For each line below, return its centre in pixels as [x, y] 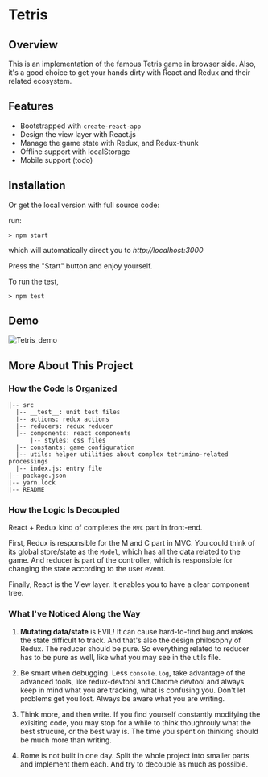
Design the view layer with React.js [78, 134]
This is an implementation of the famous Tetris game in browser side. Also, [132, 64]
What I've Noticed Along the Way [74, 614]
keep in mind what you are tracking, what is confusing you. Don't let [133, 690]
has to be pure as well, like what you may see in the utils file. [120, 657]
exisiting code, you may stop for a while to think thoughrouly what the [136, 722]
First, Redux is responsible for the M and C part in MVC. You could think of [132, 543]
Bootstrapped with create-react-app [80, 126]
